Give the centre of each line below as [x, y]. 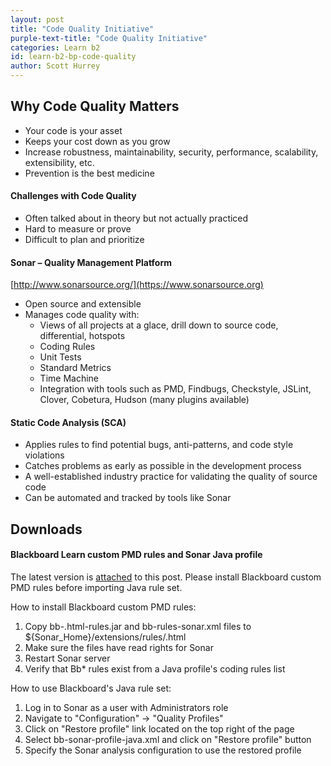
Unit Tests [60, 357]
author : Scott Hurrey [55, 66]
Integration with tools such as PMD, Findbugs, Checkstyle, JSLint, [175, 389]
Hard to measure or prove [78, 229]
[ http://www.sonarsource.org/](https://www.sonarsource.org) [137, 285]
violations [44, 455]
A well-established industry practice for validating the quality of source [171, 477]
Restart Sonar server [67, 658]
